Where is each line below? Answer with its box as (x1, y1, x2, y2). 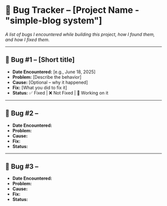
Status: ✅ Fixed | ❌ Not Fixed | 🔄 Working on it (12, 90, 108, 96)
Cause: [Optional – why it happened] (12, 79, 88, 85)
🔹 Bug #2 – (5, 109, 39, 118)
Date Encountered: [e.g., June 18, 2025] (12, 69, 96, 75)
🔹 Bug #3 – (5, 162, 39, 170)
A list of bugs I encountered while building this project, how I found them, (5, 31, 155, 37)
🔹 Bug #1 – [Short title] (5, 55, 75, 64)
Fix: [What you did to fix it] (12, 84, 67, 91)
